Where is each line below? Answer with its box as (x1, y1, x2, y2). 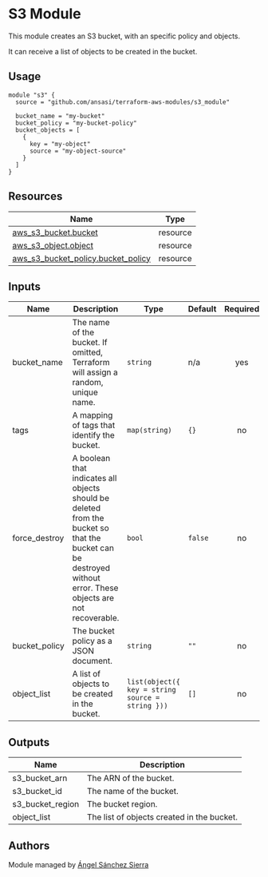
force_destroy (12, 533, 65, 544)
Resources (8, 189, 63, 204)
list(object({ (127, 677, 181, 687)
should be (72, 493, 110, 504)
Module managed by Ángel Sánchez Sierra (8, 860, 149, 869)
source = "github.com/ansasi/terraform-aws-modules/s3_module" (15, 97, 230, 106)
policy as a (72, 636, 113, 647)
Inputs (8, 280, 41, 293)
